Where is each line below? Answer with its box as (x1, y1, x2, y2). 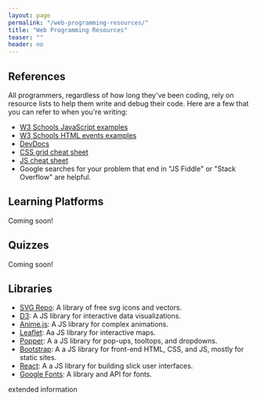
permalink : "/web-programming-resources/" (8, 19, 149, 27)
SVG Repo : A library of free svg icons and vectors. (19, 303, 183, 312)
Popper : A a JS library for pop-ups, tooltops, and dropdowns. (19, 336, 218, 346)
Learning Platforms (8, 195, 104, 209)
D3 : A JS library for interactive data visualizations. (19, 311, 182, 321)
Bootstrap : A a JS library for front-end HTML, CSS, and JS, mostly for (19, 344, 244, 354)
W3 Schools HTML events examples (19, 130, 137, 140)
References (8, 70, 66, 83)
